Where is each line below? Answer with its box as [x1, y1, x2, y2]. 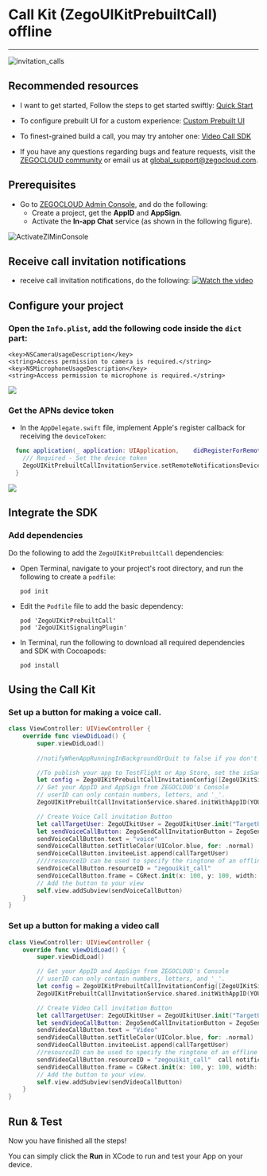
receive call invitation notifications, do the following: [19, 276, 191, 286]
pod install [19, 661, 60, 669]
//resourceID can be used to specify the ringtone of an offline [37, 1049, 258, 1057]
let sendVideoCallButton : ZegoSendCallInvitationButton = [37, 1018, 233, 1027]
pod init [19, 587, 49, 595]
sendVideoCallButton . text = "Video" [37, 1026, 158, 1034]
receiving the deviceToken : [19, 431, 106, 441]
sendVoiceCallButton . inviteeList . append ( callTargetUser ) [37, 850, 229, 858]
